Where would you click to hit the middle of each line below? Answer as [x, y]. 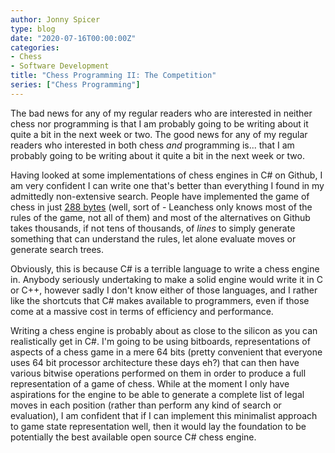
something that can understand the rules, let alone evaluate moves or [153, 238]
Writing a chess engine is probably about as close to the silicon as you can [164, 330]
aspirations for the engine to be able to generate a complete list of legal [157, 394]
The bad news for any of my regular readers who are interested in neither [161, 113]
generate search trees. [57, 249]
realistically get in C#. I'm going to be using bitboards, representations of [160, 341]
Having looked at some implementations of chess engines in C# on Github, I [166, 175]
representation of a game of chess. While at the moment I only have [150, 383]
